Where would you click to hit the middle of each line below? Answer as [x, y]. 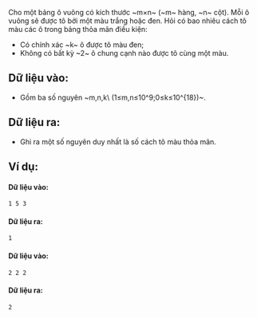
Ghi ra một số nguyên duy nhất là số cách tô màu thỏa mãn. [118, 141]
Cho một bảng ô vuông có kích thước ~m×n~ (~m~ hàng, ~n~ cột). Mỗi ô [129, 12]
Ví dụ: [23, 167]
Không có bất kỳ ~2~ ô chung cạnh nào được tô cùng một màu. [124, 53]
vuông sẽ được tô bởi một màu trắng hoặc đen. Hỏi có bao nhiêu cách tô [128, 21]
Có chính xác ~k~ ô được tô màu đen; [82, 45]
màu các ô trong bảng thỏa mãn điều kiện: [78, 29]
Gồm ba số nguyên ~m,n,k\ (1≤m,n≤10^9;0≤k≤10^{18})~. [113, 97]
